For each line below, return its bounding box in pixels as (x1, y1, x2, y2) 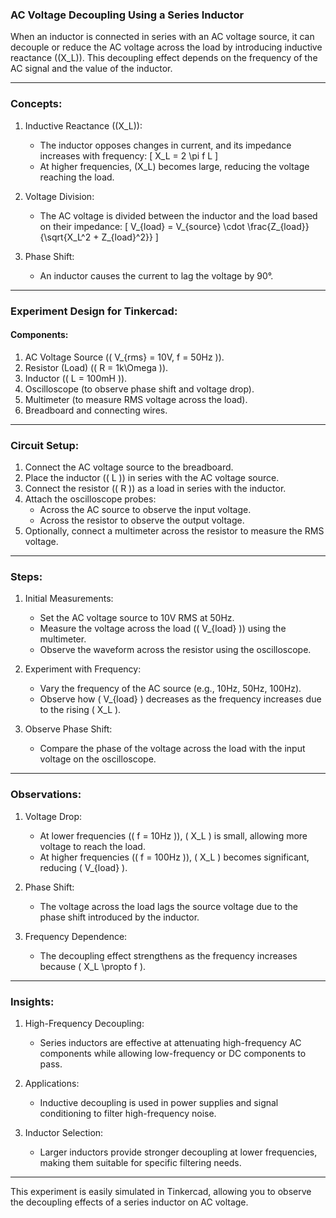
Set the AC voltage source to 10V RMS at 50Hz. (39, 612, 235, 624)
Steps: (10, 569, 43, 583)
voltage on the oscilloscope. (39, 753, 157, 765)
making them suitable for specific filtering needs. (39, 1156, 242, 1168)
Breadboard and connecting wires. (24, 404, 168, 416)
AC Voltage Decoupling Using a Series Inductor (10, 8, 245, 22)
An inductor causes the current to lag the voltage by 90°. (39, 269, 274, 282)
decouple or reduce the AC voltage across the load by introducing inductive (10, 41, 323, 53)
